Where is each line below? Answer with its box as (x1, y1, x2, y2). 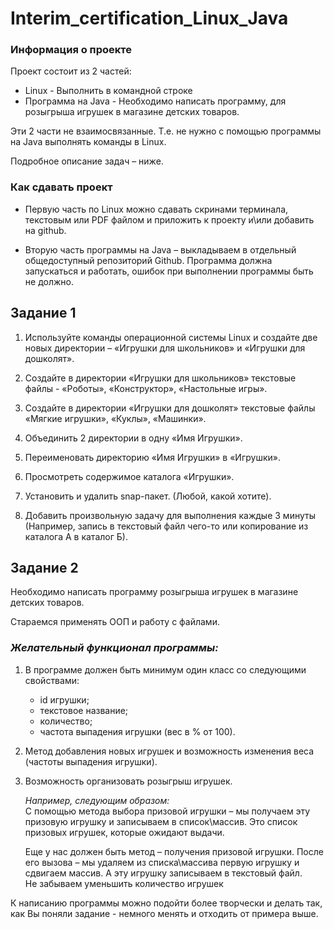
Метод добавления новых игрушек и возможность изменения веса (24, 745, 315, 757)
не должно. (24, 275, 74, 287)
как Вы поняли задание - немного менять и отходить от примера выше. (10, 907, 319, 919)
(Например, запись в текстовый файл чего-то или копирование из (24, 520, 309, 532)
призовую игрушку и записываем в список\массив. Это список (24, 815, 298, 827)
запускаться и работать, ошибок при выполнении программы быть (24, 265, 314, 277)
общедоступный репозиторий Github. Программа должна (24, 254, 273, 266)
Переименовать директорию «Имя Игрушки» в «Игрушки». (24, 451, 281, 463)
